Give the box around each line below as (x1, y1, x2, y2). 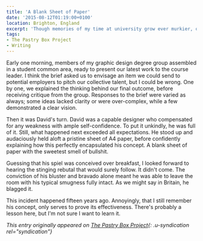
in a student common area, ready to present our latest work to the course (6, 65, 188, 72)
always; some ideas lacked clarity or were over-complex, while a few (6, 97, 178, 104)
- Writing (6, 43, 31, 49)
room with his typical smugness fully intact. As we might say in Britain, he (6, 179, 189, 186)
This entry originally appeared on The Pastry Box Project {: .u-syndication (6, 221, 189, 228)
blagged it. (6, 185, 33, 192)
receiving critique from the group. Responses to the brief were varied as (6, 91, 186, 98)
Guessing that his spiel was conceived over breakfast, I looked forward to (6, 159, 189, 167)
